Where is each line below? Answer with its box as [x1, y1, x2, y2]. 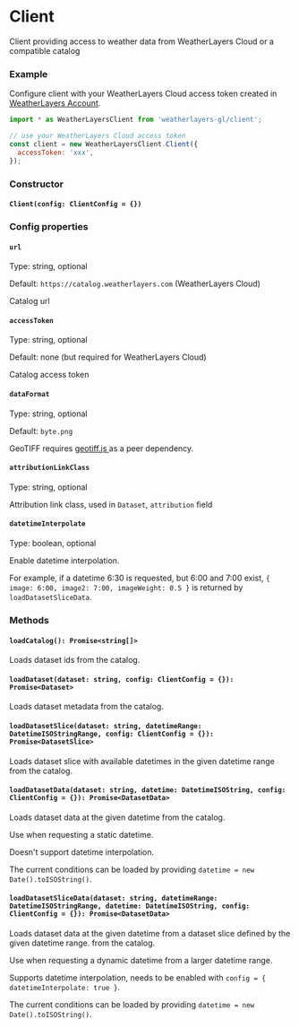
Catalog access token [9, 370, 90, 380]
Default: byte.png [9, 425, 73, 436]
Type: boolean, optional [9, 538, 97, 549]
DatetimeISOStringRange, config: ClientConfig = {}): [9, 729, 215, 738]
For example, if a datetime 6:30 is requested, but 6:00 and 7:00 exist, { [9, 572, 270, 584]
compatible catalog [9, 45, 81, 56]
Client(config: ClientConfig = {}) [9, 200, 142, 209]
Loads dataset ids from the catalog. [9, 655, 141, 666]
